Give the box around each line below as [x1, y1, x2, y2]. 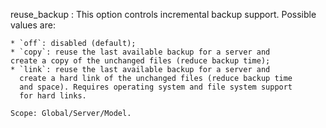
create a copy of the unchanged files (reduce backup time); [10, 56, 271, 66]
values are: [10, 19, 56, 31]
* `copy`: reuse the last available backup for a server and [10, 47, 271, 57]
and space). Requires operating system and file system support [19, 82, 293, 92]
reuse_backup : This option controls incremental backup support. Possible [10, 9, 317, 20]
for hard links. [19, 91, 87, 101]
